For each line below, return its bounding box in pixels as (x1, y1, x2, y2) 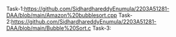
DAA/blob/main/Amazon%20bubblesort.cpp (6, 12, 118, 19)
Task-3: (92, 24, 111, 32)
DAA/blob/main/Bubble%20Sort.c (6, 24, 91, 32)
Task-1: (6, 5, 24, 12)
